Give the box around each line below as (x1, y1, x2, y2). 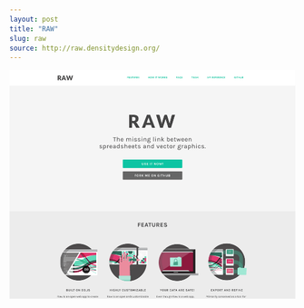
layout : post (9, 15, 59, 24)
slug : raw (9, 34, 47, 43)
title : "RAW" (9, 24, 59, 34)
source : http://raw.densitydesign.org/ (9, 44, 161, 53)
